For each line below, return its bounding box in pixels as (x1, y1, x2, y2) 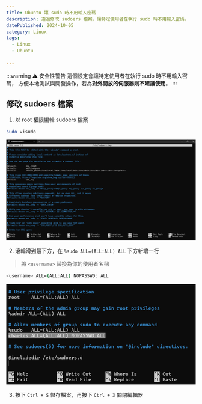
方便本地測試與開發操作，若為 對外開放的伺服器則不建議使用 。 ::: (17, 79, 177, 87)
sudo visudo (6, 129, 36, 135)
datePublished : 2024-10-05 (6, 22, 74, 28)
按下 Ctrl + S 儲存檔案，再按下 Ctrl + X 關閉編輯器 (14, 391, 144, 398)
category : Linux (6, 29, 47, 35)
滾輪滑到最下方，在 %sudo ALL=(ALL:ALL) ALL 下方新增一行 (14, 247, 159, 255)
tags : (6, 35, 20, 41)
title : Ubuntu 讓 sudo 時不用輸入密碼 (6, 10, 96, 16)
